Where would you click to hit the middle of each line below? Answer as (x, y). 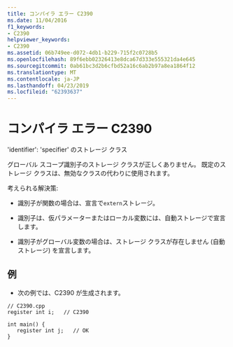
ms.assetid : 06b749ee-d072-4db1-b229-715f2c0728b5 (83, 53)
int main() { (26, 324)
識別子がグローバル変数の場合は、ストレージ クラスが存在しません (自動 (121, 242)
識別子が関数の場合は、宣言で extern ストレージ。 (88, 203)
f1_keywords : (26, 27)
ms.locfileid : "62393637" (45, 92)
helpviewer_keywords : (39, 40)
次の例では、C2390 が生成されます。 (71, 292)
